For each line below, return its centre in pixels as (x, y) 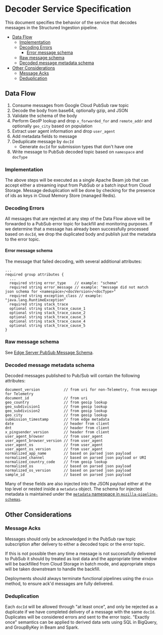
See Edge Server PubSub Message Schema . (49, 352)
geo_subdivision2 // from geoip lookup (56, 411)
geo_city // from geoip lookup (56, 415)
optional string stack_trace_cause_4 (48, 321)
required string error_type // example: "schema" (64, 283)
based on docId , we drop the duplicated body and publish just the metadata (81, 234)
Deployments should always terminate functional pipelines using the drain (79, 578)
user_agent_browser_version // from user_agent (54, 441)
